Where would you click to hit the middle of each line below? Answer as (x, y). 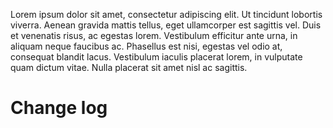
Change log (59, 108)
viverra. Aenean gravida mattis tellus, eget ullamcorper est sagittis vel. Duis (166, 25)
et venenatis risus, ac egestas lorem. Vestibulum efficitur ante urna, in (154, 35)
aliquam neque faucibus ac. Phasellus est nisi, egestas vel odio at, (146, 46)
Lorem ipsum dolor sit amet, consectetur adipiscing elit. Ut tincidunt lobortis (166, 14)
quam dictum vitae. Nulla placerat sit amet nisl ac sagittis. (129, 67)
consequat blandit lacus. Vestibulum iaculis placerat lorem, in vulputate (156, 57)
